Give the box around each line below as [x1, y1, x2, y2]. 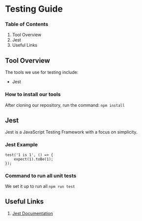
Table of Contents [5, 21, 49, 28]
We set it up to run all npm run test [5, 183, 75, 189]
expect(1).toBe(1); [14, 157, 54, 161]
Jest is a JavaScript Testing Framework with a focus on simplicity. [5, 129, 138, 135]
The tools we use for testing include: [5, 69, 79, 75]
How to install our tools [5, 91, 61, 98]
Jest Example [5, 141, 38, 148]
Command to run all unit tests [5, 172, 77, 179]
